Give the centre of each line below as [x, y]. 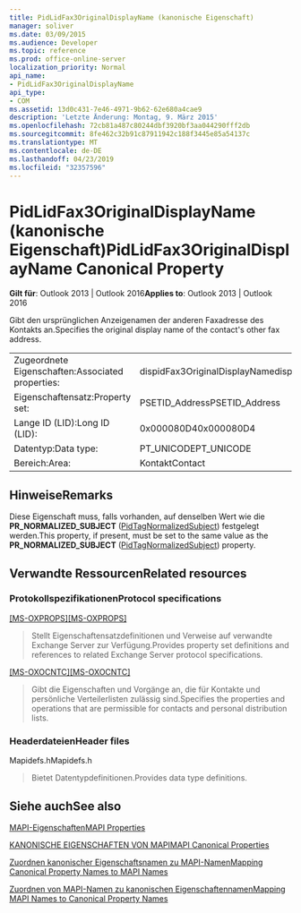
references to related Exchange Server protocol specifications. [147, 654]
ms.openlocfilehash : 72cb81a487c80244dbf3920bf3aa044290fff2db [130, 126]
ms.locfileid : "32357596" [57, 167]
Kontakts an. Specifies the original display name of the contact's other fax [145, 330]
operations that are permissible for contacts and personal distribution [159, 708]
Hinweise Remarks [61, 495]
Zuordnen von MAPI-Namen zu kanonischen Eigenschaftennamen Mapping [147, 889]
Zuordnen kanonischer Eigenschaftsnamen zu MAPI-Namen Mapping [136, 862]
